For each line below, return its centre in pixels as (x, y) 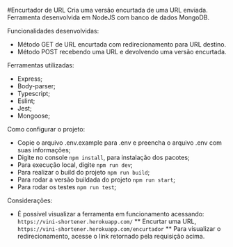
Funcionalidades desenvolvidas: (53, 31)
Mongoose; (34, 115)
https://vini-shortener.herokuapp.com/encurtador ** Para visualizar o (119, 229)
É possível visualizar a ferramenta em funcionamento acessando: (111, 214)
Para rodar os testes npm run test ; (67, 187)
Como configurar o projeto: (46, 129)
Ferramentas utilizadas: (41, 65)
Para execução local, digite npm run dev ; (75, 165)
